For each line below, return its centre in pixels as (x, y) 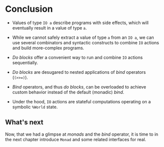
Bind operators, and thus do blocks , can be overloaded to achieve (79, 87)
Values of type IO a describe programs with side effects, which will (80, 23)
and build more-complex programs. (48, 48)
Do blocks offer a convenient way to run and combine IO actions (77, 57)
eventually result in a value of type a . (49, 28)
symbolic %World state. (35, 107)
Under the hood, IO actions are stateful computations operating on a (82, 101)
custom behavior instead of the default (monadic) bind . (68, 92)
